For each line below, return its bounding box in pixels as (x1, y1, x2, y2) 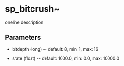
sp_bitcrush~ (5, 3, 60, 14)
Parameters (5, 33, 41, 41)
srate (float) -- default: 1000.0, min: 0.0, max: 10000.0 (12, 55, 120, 61)
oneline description (5, 19, 44, 25)
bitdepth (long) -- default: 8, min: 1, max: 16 (12, 46, 98, 52)
